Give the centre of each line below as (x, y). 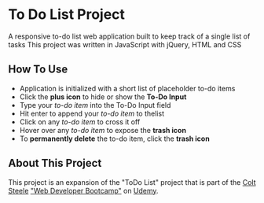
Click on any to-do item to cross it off (80, 122)
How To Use (38, 70)
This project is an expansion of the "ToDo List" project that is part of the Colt (132, 182)
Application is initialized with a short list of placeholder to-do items (127, 88)
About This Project (55, 163)
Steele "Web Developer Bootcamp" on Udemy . (83, 190)
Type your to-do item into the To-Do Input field (95, 105)
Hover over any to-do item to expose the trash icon (103, 130)
